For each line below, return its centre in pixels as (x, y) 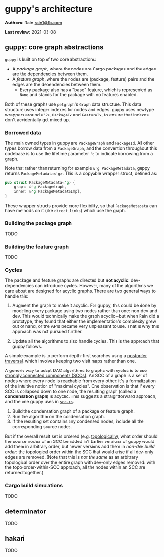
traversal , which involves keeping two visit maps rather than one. (70, 361)
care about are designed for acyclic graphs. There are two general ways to (80, 291)
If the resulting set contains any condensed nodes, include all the (78, 421)
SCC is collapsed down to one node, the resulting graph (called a (71, 391)
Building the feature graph (37, 247)
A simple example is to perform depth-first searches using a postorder (76, 356)
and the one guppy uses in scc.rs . (40, 402)
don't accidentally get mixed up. (37, 120)
